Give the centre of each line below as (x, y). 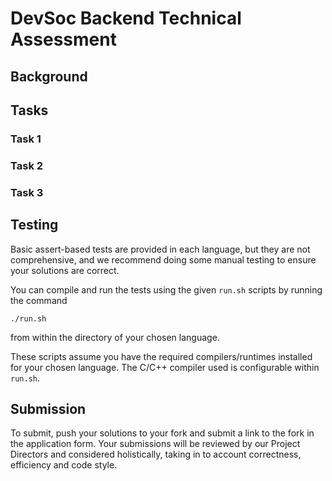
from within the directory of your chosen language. (115, 337)
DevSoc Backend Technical (126, 18)
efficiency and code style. (64, 465)
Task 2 (27, 165)
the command (39, 300)
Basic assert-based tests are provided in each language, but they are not (160, 249)
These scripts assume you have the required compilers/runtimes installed (161, 356)
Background (49, 76)
